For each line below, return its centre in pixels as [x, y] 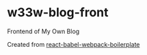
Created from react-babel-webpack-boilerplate [73, 44]
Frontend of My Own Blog [43, 31]
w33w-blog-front [58, 13]
